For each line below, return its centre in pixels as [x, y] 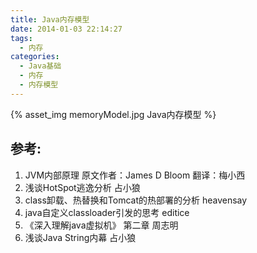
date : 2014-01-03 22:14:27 [66, 29]
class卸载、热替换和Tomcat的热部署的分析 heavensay [136, 200]
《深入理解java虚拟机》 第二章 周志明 [101, 225]
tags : [21, 38]
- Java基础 [40, 66]
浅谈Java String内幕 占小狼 [80, 237]
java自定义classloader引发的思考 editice [107, 212]
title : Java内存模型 [50, 19]
